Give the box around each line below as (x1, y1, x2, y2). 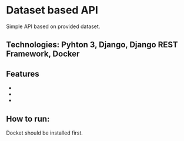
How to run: (6, 114, 50, 123)
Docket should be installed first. (6, 129, 83, 136)
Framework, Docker (6, 49, 80, 59)
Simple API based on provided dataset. (6, 23, 101, 30)
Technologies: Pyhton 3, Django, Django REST (6, 40, 178, 50)
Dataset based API (6, 4, 99, 17)
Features (6, 68, 39, 79)
